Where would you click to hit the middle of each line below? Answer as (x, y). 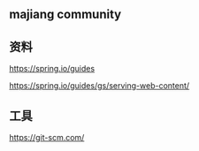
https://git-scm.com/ (47, 138)
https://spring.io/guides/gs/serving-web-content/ (99, 86)
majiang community (65, 15)
